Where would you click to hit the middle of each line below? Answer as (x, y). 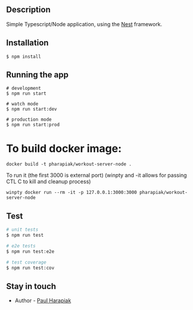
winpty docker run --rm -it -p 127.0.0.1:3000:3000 (71, 193)
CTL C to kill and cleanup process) (49, 181)
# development (24, 89)
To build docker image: (64, 148)
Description (28, 10)
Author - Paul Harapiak (43, 300)
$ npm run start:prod (33, 125)
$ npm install (24, 57)
